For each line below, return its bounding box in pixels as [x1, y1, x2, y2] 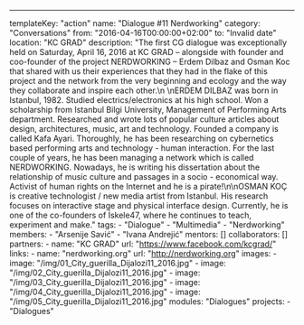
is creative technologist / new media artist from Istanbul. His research [9, 190, 269, 201]
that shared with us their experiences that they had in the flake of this [9, 66, 269, 77]
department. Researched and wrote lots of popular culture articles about [9, 114, 280, 125]
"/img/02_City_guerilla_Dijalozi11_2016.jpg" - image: [9, 267, 201, 278]
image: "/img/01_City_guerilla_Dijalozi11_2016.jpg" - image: [9, 258, 226, 268]
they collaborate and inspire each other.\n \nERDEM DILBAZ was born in [9, 85, 279, 96]
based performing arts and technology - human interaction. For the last [9, 143, 275, 153]
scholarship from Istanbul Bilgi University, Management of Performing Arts [9, 105, 287, 115]
